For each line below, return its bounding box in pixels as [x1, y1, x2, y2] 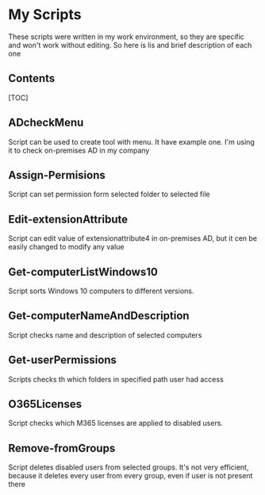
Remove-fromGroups [8, 441, 116, 454]
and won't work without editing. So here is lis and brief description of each [8, 40, 252, 49]
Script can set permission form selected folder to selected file [8, 189, 210, 199]
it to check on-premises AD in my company [8, 145, 150, 155]
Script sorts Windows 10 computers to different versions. [8, 286, 194, 296]
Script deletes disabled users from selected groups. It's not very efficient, [8, 462, 249, 472]
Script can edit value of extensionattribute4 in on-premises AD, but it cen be [8, 234, 258, 243]
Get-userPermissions [8, 354, 117, 367]
